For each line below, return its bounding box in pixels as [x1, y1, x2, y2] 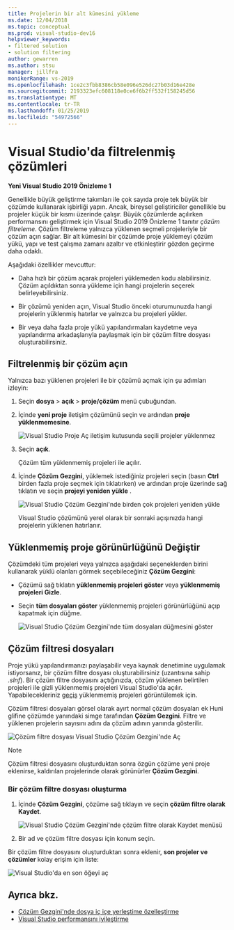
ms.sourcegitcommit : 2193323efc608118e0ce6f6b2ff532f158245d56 [8, 88, 196, 95]
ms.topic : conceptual [8, 23, 71, 30]
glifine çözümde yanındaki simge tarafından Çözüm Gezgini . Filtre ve [8, 711, 206, 720]
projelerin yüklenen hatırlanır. [17, 521, 102, 530]
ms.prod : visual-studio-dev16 [8, 29, 96, 37]
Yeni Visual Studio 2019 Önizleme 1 [8, 182, 112, 190]
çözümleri [8, 158, 68, 174]
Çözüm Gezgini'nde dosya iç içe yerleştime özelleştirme [17, 908, 180, 916]
